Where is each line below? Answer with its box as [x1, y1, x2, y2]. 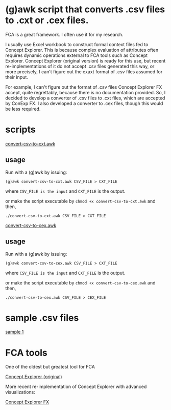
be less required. [5, 106, 41, 112]
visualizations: [5, 389, 36, 395]
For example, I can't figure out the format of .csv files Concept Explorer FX [5, 84, 162, 90]
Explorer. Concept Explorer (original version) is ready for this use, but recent [5, 57, 166, 64]
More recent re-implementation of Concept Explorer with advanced [5, 383, 147, 390]
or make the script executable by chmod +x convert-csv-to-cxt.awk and [5, 198, 156, 204]
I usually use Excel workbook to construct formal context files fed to [5, 41, 149, 47]
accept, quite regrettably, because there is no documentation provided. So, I [5, 89, 166, 95]
